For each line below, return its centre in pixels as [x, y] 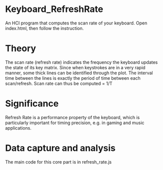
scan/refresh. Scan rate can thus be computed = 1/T [59, 83]
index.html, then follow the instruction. [44, 28]
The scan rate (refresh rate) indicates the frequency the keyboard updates [81, 62]
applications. [18, 128]
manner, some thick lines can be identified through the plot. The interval [79, 73]
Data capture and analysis [60, 148]
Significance [32, 104]
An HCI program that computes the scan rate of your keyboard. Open [76, 23]
